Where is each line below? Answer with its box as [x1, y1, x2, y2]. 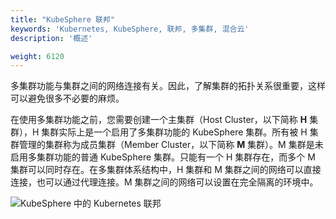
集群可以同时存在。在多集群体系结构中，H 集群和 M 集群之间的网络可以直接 [10, 164, 322, 176]
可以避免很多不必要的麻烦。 [10, 92, 125, 105]
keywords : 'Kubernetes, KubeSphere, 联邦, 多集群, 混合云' [10, 24, 250, 34]
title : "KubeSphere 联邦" [10, 14, 115, 25]
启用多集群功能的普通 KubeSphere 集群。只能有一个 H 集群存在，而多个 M [10, 151, 316, 163]
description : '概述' [10, 33, 93, 43]
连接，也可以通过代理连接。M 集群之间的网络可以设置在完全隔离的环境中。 [10, 176, 319, 188]
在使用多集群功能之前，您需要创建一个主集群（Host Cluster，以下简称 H [10, 114, 308, 126]
